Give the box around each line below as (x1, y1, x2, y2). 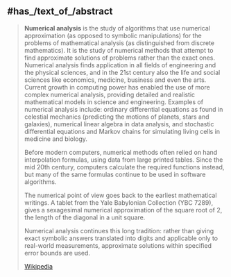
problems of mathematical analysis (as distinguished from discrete (24, 38, 215, 47)
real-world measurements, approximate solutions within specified (24, 241, 212, 249)
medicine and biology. (24, 135, 88, 143)
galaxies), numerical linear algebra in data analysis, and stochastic (24, 119, 214, 128)
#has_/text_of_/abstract (7, 6, 113, 17)
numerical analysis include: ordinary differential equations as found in (24, 105, 223, 113)
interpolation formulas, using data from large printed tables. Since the (24, 156, 223, 164)
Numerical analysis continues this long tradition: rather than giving (24, 226, 214, 235)
